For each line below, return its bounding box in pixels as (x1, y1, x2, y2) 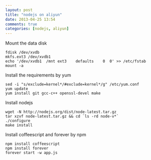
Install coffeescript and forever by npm (5, 132, 86, 138)
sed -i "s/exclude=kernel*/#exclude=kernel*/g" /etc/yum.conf (5, 82, 139, 87)
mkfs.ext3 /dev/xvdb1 (5, 54, 51, 60)
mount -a (5, 63, 24, 68)
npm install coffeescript (5, 141, 60, 147)
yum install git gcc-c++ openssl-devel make (5, 91, 101, 96)
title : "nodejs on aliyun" (5, 12, 62, 17)
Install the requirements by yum (5, 72, 71, 78)
